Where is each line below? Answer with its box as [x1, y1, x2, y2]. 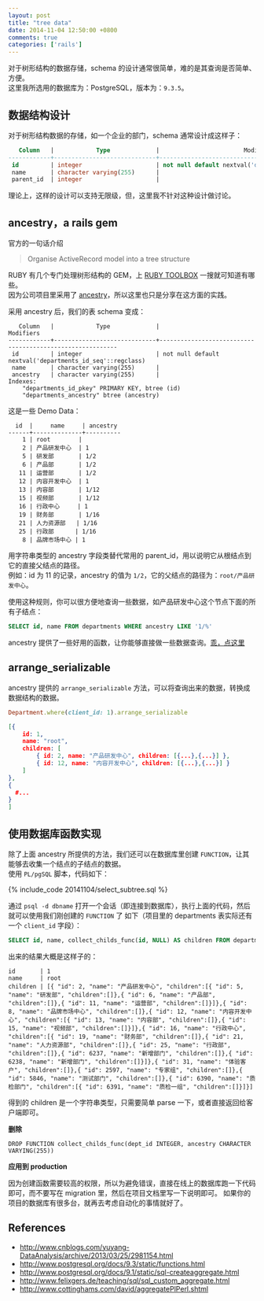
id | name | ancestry [15, 422, 118, 430]
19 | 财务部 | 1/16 [18, 511, 101, 519]
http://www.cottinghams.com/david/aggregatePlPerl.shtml [19, 1284, 209, 1293]
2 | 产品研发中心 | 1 [22, 444, 90, 453]
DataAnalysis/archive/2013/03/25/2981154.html [19, 1251, 174, 1260]
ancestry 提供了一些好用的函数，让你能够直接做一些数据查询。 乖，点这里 [8, 638, 245, 647]
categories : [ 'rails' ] [8, 41, 82, 49]
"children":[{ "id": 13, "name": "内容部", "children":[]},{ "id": [24, 1016, 247, 1024]
